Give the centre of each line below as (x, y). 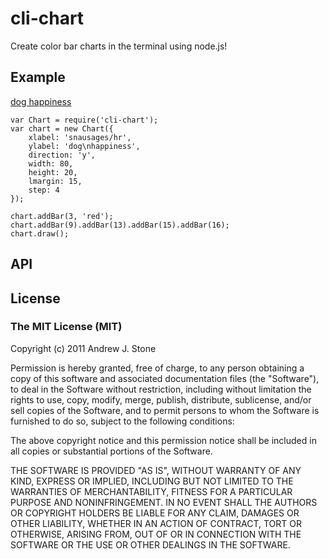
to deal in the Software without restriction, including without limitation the (161, 389)
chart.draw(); (40, 233)
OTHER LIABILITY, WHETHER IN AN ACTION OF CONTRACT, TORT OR (156, 523)
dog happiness (41, 101)
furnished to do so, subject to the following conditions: (122, 421)
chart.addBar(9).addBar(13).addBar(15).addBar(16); (120, 225)
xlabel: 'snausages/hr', (80, 137)
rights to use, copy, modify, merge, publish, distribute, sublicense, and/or (161, 399)
